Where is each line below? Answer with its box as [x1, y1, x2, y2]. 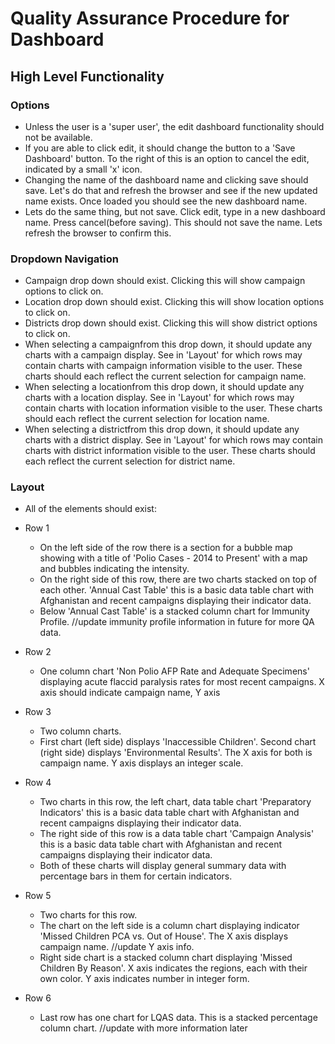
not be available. [24, 131, 93, 143]
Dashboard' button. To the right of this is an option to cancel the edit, [24, 152, 310, 164]
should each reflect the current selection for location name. [24, 413, 270, 425]
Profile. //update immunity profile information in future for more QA [39, 616, 315, 628]
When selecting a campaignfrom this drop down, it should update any [24, 338, 313, 351]
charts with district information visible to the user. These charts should [24, 445, 316, 457]
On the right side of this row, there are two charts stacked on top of [39, 573, 318, 586]
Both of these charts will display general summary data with [39, 860, 287, 872]
